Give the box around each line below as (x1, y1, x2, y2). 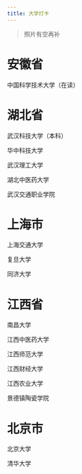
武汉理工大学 (7, 161, 43, 169)
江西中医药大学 (7, 336, 49, 344)
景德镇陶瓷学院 (7, 394, 49, 402)
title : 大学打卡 (7, 10, 49, 17)
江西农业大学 (7, 380, 43, 388)
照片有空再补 (23, 30, 60, 38)
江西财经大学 (7, 364, 43, 373)
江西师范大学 (7, 350, 43, 358)
